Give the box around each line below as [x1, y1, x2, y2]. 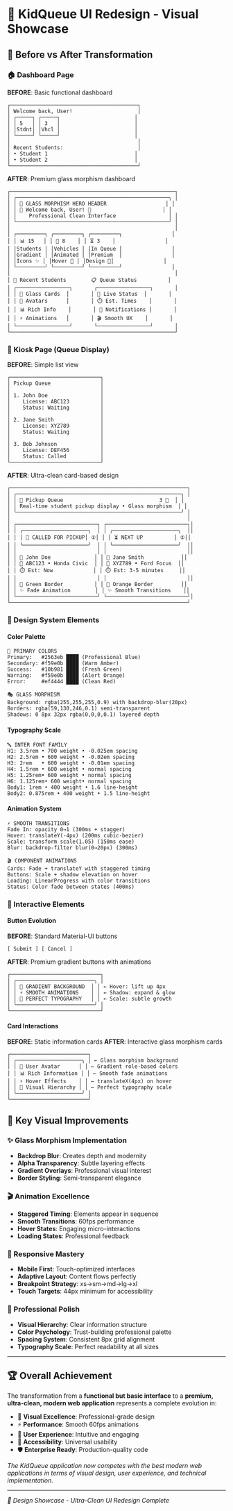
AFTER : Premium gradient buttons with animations [7, 958, 151, 966]
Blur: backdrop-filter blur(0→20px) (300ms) [7, 844, 138, 851]
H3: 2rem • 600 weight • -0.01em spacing [7, 760, 135, 767]
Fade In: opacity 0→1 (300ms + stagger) [7, 826, 126, 833]
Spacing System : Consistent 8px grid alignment [17, 1335, 155, 1343]
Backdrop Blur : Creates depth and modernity [17, 1151, 147, 1160]
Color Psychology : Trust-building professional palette [17, 1328, 172, 1336]
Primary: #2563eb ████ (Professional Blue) [7, 654, 141, 661]
